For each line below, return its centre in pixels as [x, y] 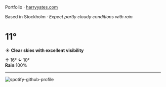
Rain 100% [16, 65]
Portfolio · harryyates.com [32, 7]
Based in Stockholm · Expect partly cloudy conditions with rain [69, 17]
